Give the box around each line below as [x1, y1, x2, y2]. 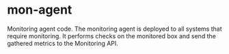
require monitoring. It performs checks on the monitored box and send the [7, 31, 217, 40]
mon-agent [7, 2, 72, 18]
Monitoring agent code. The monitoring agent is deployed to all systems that [7, 25, 222, 33]
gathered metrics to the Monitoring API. [7, 39, 118, 47]
